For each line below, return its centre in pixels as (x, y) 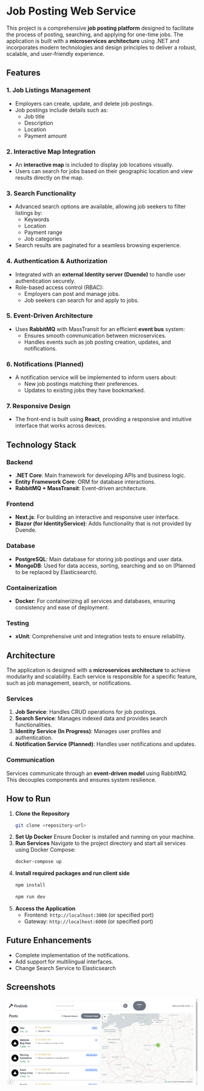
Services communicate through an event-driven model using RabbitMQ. (97, 773)
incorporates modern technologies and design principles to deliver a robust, (101, 47)
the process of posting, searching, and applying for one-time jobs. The (95, 34)
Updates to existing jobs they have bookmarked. (85, 391)
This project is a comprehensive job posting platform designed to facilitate (100, 28)
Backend (20, 462)
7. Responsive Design (39, 406)
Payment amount (45, 135)
